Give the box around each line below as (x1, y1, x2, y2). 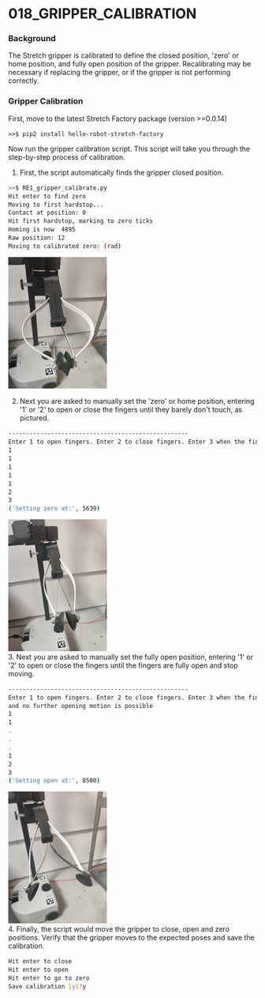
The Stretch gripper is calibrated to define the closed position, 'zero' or (8, 51, 239, 60)
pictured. (19, 413, 50, 423)
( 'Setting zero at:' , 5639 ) (8, 505, 101, 513)
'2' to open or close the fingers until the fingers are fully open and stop (8, 661, 238, 670)
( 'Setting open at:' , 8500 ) (8, 777, 101, 785)
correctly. (8, 76, 39, 85)
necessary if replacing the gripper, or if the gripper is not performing (8, 68, 231, 77)
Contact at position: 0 (8, 209, 87, 217)
